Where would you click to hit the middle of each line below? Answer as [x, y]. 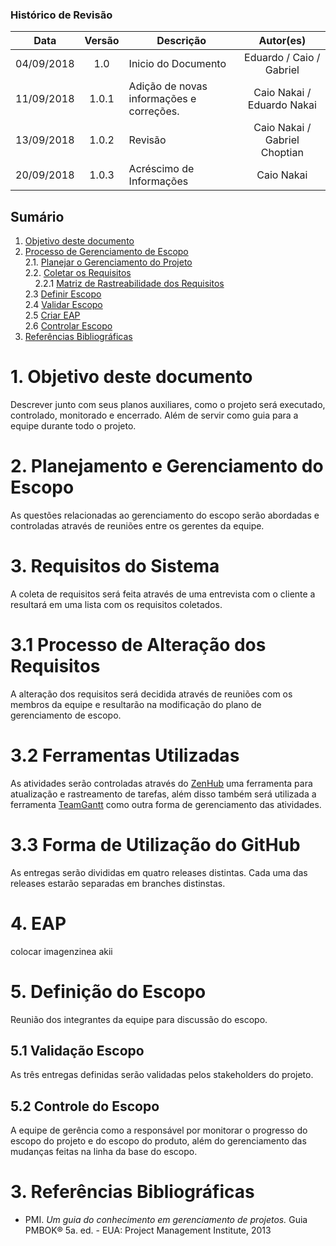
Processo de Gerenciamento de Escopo [106, 252]
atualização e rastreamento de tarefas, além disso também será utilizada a [163, 794]
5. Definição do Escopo [108, 991]
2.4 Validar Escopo [63, 305]
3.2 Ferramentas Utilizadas [125, 755]
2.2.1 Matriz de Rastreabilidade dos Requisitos [129, 284]
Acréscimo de [161, 169]
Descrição [181, 41]
